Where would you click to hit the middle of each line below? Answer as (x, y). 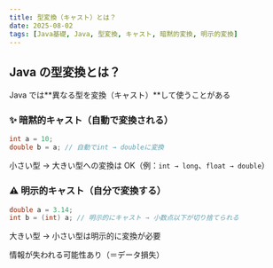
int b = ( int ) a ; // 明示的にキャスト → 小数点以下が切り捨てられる (124, 218)
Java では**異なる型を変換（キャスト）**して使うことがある (120, 95)
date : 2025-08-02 (41, 26)
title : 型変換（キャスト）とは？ (63, 17)
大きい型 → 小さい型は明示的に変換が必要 (85, 236)
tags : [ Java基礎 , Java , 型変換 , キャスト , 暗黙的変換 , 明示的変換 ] (124, 34)
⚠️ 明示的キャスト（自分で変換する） (88, 191)
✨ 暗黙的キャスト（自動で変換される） (91, 121)
